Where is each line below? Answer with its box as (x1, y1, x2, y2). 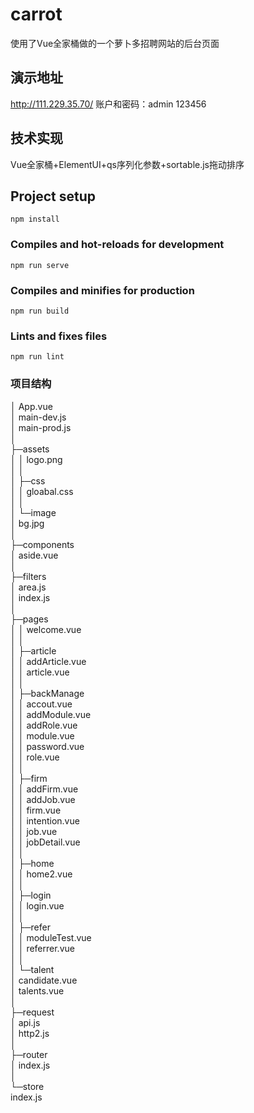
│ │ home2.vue (10, 868, 73, 880)
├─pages (10, 613, 49, 625)
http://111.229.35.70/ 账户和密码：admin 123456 (10, 98, 207, 110)
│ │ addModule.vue (10, 708, 92, 720)
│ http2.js (10, 1027, 50, 1039)
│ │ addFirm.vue (10, 783, 79, 795)
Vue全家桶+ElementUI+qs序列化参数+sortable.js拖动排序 (10, 158, 245, 170)
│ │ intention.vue (10, 814, 80, 827)
